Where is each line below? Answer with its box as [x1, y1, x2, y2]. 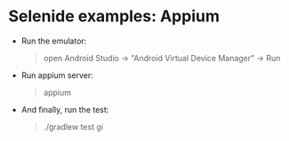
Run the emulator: [20, 35, 87, 46]
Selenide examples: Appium [8, 6, 220, 27]
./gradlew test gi [43, 121, 104, 132]
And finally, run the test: [20, 104, 109, 114]
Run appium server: [20, 69, 94, 81]
